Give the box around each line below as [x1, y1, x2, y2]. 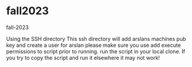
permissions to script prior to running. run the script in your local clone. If [6, 47, 185, 55]
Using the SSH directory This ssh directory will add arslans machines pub [6, 35, 186, 42]
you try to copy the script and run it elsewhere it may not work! [6, 54, 160, 61]
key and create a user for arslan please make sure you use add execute [6, 42, 181, 49]
